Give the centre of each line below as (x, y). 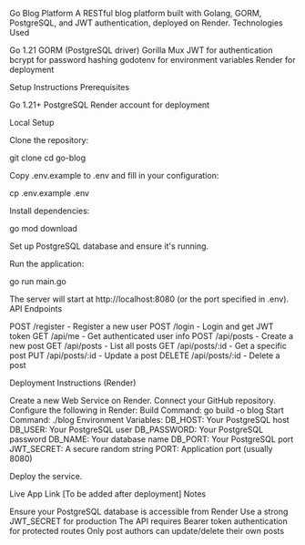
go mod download (43, 228)
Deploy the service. (46, 476)
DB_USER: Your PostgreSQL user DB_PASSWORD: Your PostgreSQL (137, 429)
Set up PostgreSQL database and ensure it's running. (109, 246)
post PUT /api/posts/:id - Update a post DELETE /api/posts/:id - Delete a (145, 355)
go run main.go (38, 281)
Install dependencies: (50, 211)
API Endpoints (36, 308)
